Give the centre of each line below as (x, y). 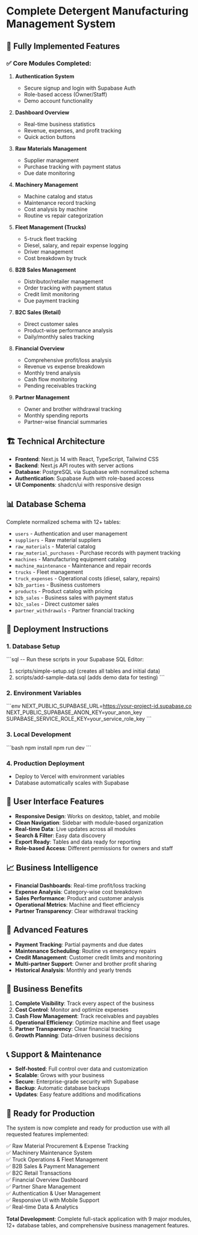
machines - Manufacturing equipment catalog (70, 559)
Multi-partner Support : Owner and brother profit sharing (86, 963)
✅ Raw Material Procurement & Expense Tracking (67, 1146)
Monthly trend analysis (52, 373)
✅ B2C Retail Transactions (39, 1173)
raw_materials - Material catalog (55, 546)
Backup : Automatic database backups (62, 1088)
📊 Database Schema (46, 504)
